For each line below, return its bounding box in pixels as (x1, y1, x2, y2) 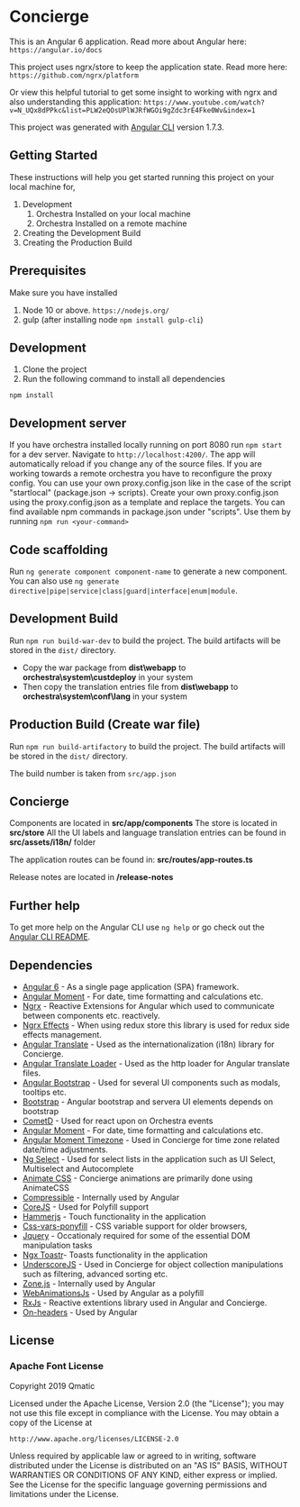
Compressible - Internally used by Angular (22, 1192, 180, 1203)
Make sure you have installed (9, 286, 118, 298)
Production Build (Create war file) (9, 717, 201, 732)
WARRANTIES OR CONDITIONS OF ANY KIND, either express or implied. (9, 1469, 277, 1480)
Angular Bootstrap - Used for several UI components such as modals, (22, 1077, 281, 1088)
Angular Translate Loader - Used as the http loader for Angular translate (22, 1058, 290, 1069)
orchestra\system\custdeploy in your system (22, 671, 194, 682)
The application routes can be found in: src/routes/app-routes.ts (9, 854, 253, 866)
